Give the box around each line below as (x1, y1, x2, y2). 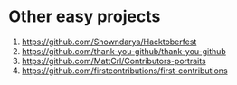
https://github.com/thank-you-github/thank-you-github (21, 45, 227, 56)
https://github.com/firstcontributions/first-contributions (21, 65, 228, 76)
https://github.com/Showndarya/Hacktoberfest (21, 36, 197, 47)
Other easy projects (8, 6, 161, 27)
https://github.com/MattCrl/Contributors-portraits (21, 55, 207, 66)
